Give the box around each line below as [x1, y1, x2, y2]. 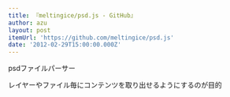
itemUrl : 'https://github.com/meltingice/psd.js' [8, 33, 175, 42]
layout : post [8, 26, 51, 34]
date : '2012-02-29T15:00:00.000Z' [8, 41, 122, 49]
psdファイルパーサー [8, 64, 76, 73]
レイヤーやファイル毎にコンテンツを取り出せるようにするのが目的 [8, 80, 222, 90]
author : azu [8, 19, 47, 27]
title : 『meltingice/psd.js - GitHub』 [8, 11, 137, 20]
